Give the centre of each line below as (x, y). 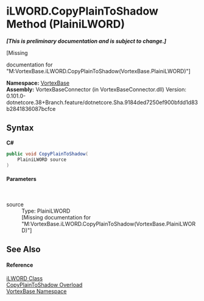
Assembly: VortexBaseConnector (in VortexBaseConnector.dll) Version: (97, 89)
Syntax (20, 128)
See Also (23, 249)
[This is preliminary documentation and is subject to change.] (86, 41)
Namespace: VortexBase (38, 83)
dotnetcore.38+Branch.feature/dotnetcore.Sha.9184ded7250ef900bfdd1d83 (102, 102)
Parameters (21, 179)
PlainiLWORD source (42, 160)
